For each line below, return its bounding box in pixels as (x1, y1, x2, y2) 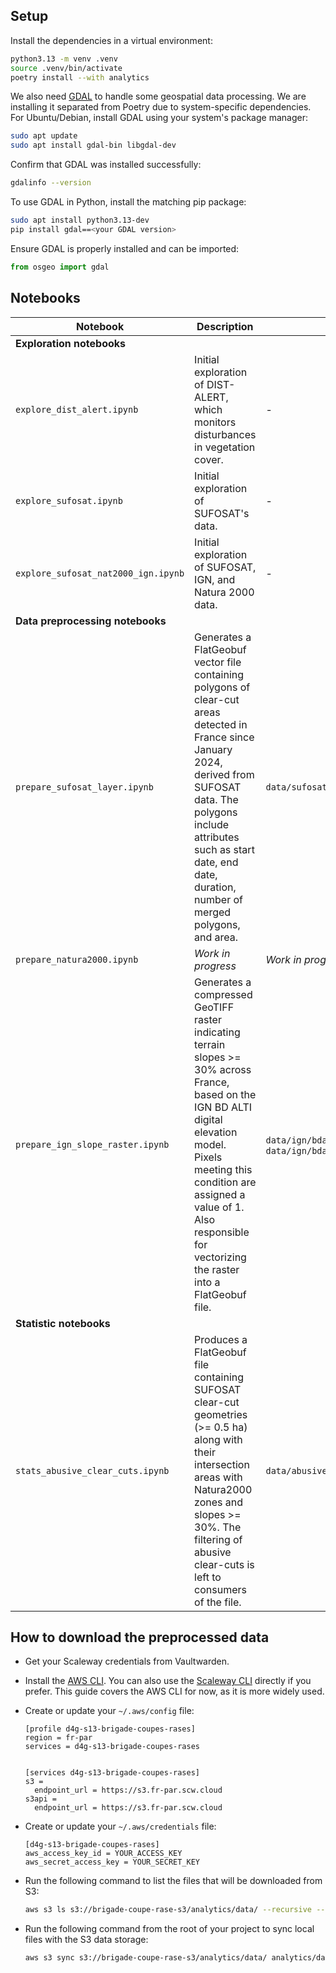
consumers (194, 1582, 247, 1596)
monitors (194, 415, 237, 429)
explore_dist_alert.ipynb (15, 404, 139, 415)
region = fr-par (24, 1733, 93, 1743)
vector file (194, 655, 242, 669)
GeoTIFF (194, 1000, 235, 1014)
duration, (194, 880, 237, 894)
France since (194, 730, 255, 744)
